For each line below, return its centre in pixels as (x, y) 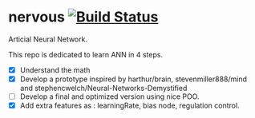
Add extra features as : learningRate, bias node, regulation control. (130, 106)
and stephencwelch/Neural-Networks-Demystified (103, 88)
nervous (37, 17)
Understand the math (55, 70)
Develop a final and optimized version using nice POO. (109, 96)
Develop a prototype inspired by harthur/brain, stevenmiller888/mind (133, 79)
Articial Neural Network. (48, 39)
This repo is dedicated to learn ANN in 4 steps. (85, 54)
